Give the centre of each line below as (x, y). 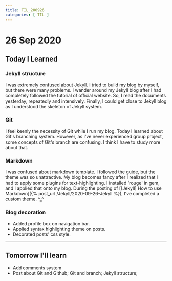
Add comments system (37, 268)
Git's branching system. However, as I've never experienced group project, (84, 136)
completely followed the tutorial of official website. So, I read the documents (86, 96)
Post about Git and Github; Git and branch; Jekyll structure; (75, 273)
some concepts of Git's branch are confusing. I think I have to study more (83, 142)
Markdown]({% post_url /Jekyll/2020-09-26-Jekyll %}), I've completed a (82, 193)
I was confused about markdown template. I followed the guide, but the (80, 172)
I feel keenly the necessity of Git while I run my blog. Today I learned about (84, 131)
